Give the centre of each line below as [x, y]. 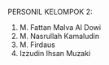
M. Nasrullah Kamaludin [59, 36]
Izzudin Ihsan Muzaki [55, 53]
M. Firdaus [37, 45]
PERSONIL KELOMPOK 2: [50, 12]
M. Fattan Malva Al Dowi [60, 27]
